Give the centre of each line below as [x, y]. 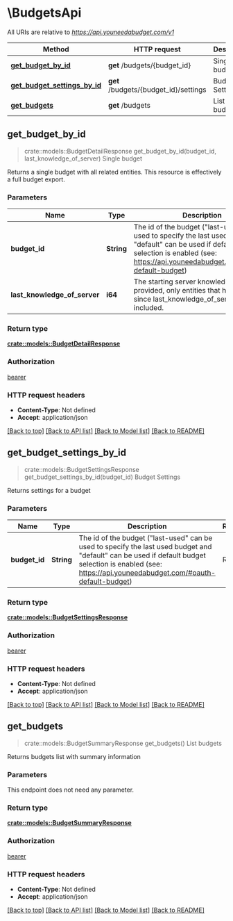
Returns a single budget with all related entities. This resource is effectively [114, 172]
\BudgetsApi [44, 13]
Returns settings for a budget [49, 490]
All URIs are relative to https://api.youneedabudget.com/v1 [91, 32]
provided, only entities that [177, 291]
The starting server [165, 282]
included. [149, 308]
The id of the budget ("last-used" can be [146, 538]
